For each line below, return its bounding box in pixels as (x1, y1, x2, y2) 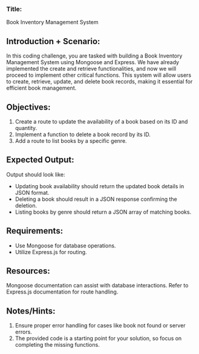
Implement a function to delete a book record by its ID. (15, 131, 151, 138)
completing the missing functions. (15, 341, 100, 349)
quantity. (15, 124, 38, 131)
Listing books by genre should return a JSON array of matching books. (15, 208, 192, 215)
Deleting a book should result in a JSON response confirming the (15, 195, 177, 203)
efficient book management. (6, 84, 77, 92)
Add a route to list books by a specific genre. (15, 137, 127, 144)
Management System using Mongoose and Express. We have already (6, 59, 180, 66)
